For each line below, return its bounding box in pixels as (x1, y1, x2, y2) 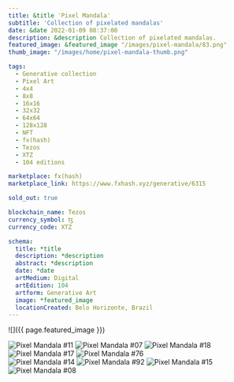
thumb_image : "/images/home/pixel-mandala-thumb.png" (8, 48, 189, 56)
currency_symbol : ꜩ (8, 215, 73, 224)
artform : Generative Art (15, 289, 97, 297)
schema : (8, 237, 34, 245)
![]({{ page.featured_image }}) (8, 325, 106, 335)
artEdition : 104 (15, 282, 69, 289)
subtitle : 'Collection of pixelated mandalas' (8, 19, 164, 27)
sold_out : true (8, 195, 58, 202)
